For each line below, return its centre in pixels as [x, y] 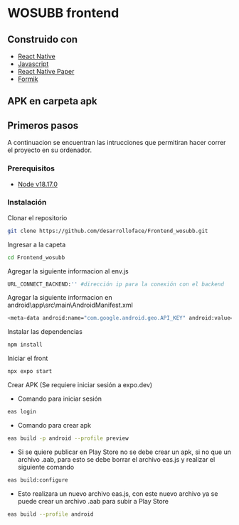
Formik [28, 79]
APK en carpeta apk [52, 101]
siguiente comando [46, 467]
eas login [22, 412]
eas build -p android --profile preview [68, 438]
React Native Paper [46, 71]
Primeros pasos [43, 125]
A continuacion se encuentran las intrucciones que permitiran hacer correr [117, 143]
